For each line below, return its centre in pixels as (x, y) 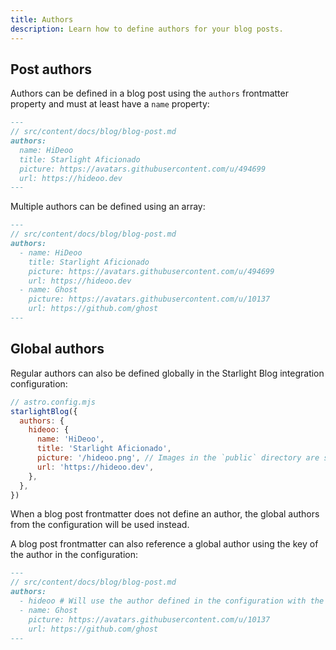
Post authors (51, 69)
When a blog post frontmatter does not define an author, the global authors (165, 514)
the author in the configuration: (74, 555)
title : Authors (42, 19)
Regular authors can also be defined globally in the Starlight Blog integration (167, 373)
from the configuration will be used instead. (100, 525)
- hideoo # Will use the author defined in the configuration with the (172, 601)
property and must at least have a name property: (110, 104)
